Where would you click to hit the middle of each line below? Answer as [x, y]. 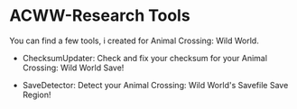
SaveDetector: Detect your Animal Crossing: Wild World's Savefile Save [155, 85]
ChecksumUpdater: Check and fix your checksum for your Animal [145, 58]
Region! [37, 95]
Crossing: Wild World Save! [73, 68]
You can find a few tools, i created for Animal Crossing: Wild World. [134, 41]
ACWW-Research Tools [100, 16]
